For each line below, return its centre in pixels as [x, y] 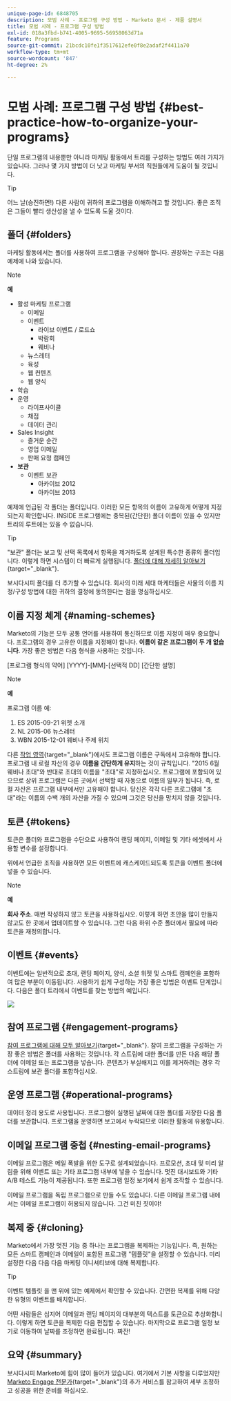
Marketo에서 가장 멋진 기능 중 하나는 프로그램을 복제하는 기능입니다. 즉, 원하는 [113, 1246]
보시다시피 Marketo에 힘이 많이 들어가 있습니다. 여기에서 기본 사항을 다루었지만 [114, 1373]
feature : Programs [33, 39]
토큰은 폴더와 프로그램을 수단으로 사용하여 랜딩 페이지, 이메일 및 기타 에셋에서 [111, 840]
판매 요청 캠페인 [49, 458]
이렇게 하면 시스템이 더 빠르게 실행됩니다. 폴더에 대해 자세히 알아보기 [113, 561]
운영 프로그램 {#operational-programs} [90, 1095]
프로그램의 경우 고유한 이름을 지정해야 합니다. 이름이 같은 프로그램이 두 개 [114, 642]
